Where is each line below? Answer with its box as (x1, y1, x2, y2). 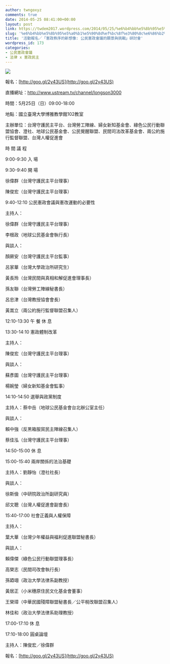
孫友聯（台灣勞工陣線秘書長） (5, 286, 67, 292)
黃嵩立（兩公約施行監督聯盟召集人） (5, 307, 81, 313)
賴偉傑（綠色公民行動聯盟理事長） (5, 556, 76, 562)
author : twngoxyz (5, 7, 42, 13)
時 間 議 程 (5, 145, 27, 151)
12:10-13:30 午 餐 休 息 (5, 318, 52, 324)
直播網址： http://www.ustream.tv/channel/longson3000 (5, 89, 122, 96)
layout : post (5, 21, 33, 27)
